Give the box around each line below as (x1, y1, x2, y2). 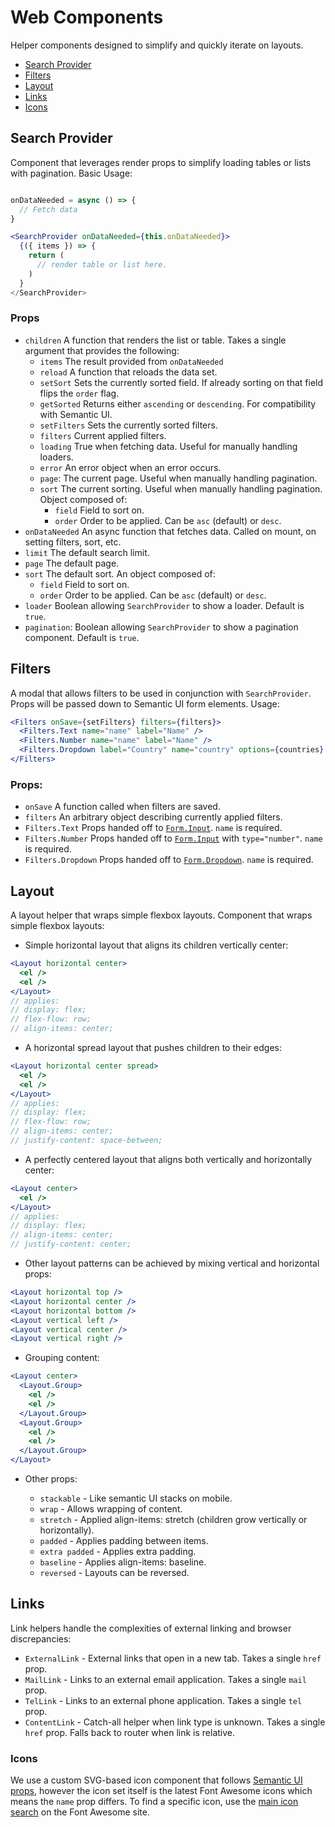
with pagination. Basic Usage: (10, 167, 133, 179)
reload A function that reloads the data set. (39, 366, 218, 378)
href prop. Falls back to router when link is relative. (24, 1726, 236, 1738)
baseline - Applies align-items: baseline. (39, 1556, 207, 1568)
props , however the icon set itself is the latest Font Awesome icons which (10, 1785, 313, 1797)
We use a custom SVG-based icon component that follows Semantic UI (10, 1774, 303, 1786)
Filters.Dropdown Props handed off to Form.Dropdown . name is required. (24, 854, 314, 866)
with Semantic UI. (39, 408, 113, 420)
